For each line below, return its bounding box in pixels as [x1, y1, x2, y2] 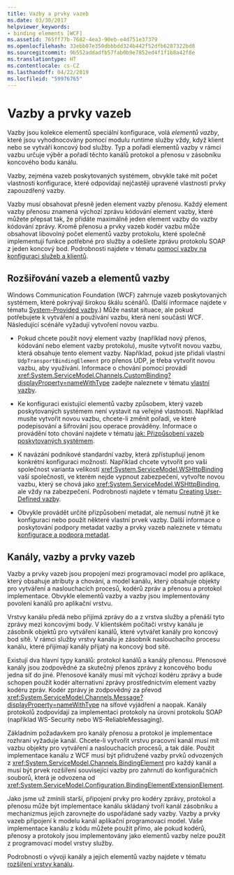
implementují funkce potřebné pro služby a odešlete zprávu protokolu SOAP [7, 237, 226, 245]
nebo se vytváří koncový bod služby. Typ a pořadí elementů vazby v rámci [7, 143, 221, 152]
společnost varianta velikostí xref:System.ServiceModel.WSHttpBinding [17, 465, 224, 474]
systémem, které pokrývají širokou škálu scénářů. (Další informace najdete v [7, 298, 227, 307]
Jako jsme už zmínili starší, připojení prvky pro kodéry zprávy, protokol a [7, 794, 217, 802]
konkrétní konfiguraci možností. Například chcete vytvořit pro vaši [17, 458, 207, 466]
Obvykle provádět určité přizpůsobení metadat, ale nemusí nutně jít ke [17, 508, 220, 517]
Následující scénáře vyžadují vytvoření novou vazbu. [7, 321, 159, 329]
